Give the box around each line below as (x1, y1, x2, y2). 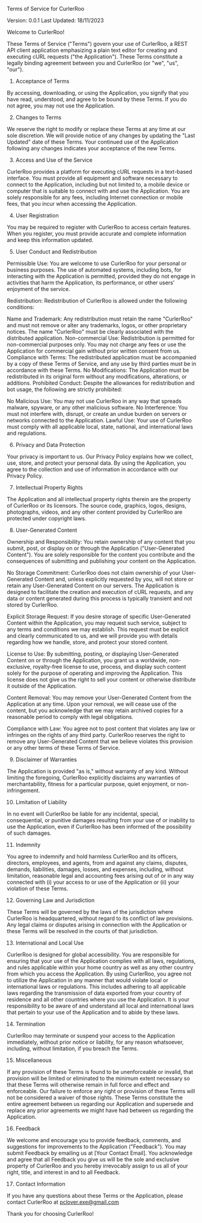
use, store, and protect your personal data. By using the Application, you (7, 459, 186, 467)
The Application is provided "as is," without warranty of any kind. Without (7, 768, 189, 774)
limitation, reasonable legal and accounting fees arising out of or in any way (7, 872, 194, 879)
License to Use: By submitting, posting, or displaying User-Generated (7, 650, 179, 657)
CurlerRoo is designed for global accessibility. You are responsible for (7, 951, 180, 958)
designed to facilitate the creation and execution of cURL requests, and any (7, 589, 194, 595)
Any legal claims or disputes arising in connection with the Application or (7, 921, 187, 928)
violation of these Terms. (7, 885, 69, 892)
